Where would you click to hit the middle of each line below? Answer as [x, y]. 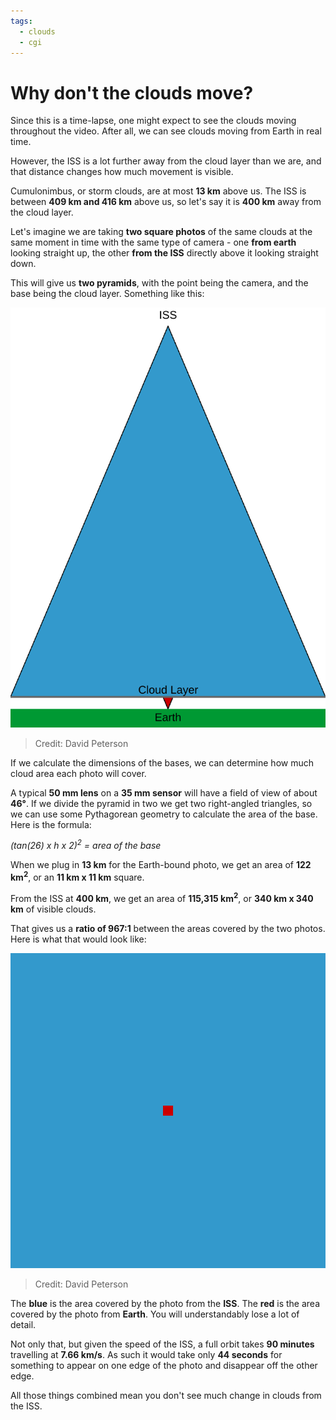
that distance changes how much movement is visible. [122, 172]
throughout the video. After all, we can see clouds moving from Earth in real [166, 131]
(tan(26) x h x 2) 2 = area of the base [86, 845]
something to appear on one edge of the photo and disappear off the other [164, 1365]
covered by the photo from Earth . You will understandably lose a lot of [155, 1314]
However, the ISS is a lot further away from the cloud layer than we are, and [166, 161]
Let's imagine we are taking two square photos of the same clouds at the [161, 232]
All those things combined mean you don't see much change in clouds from [166, 1395]
